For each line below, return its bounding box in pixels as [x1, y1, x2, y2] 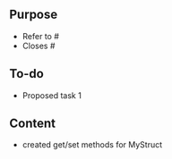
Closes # [21, 40, 56, 51]
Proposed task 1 [21, 89, 82, 101]
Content [9, 116, 56, 131]
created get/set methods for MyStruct [21, 139, 163, 150]
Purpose [9, 7, 58, 22]
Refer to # [21, 30, 60, 41]
